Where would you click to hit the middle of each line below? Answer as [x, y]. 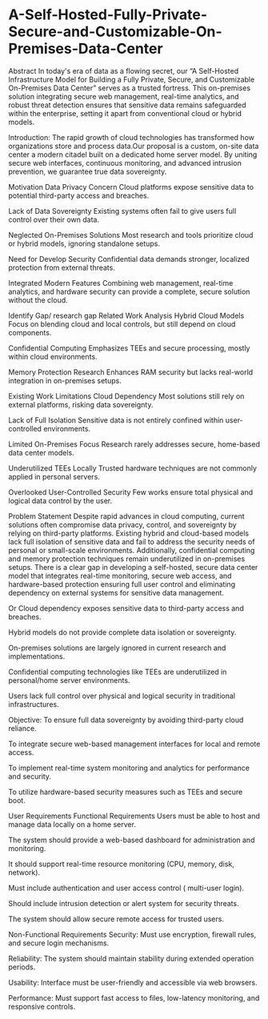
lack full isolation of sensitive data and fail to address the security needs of [132, 541]
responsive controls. [42, 1006]
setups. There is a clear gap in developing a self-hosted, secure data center [133, 567]
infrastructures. [34, 704]
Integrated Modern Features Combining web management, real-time [121, 283]
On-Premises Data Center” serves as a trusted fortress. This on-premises [129, 88]
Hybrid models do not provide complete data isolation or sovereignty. [122, 632]
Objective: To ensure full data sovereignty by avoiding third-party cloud [126, 720]
